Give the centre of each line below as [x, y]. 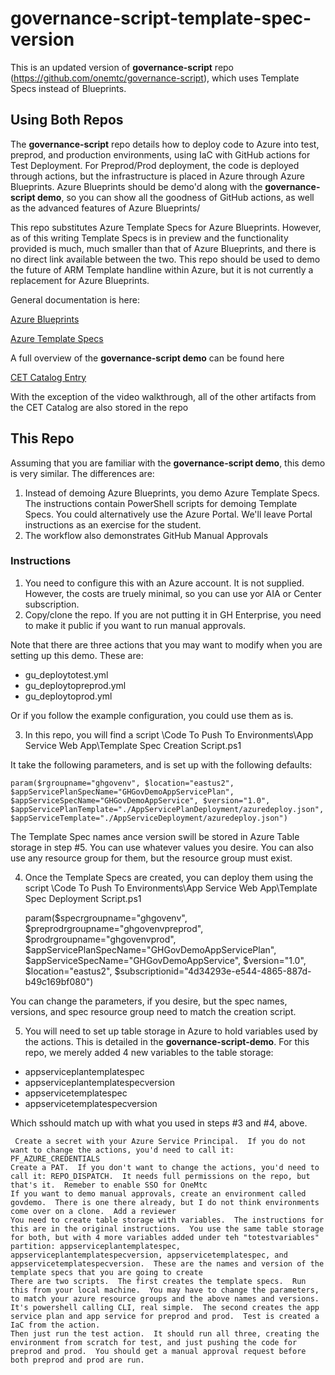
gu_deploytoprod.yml [68, 696]
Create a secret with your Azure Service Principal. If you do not [160, 1141]
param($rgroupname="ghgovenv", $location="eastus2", [122, 783]
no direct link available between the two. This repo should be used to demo [165, 259]
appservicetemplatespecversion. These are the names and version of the [167, 1263]
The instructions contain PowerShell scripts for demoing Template [161, 503]
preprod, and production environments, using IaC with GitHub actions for [160, 154]
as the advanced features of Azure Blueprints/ [105, 208]
